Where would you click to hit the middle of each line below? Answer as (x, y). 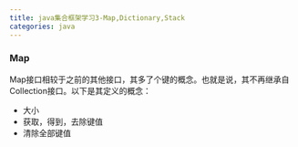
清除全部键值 (46, 132)
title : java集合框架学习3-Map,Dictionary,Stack (97, 18)
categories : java (42, 26)
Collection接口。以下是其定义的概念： (81, 90)
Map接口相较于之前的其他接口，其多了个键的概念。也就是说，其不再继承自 (149, 79)
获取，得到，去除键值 (62, 121)
